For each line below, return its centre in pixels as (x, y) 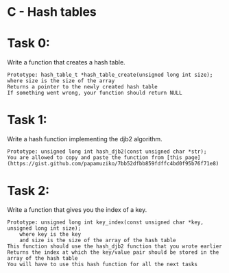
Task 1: (27, 120)
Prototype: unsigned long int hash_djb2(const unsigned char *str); (107, 152)
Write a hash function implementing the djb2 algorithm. (85, 139)
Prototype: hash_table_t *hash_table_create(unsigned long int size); (110, 75)
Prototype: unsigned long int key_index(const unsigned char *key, (106, 222)
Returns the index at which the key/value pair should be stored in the (113, 252)
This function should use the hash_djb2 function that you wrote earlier (115, 246)
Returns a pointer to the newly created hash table (82, 87)
